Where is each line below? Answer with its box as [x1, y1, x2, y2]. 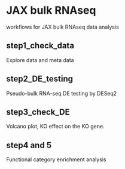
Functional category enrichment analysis [6, 156, 106, 163]
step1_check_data [6, 41, 75, 51]
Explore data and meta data [6, 56, 74, 63]
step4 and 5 [6, 140, 52, 150]
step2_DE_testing [6, 74, 74, 84]
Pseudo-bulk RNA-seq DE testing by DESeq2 [6, 90, 117, 97]
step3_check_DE [6, 107, 70, 117]
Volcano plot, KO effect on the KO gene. [6, 123, 105, 130]
